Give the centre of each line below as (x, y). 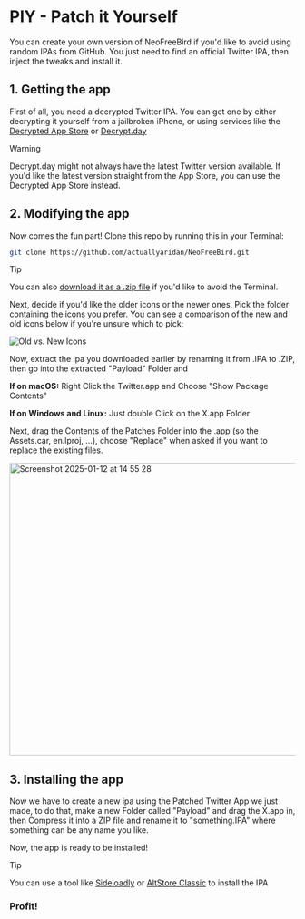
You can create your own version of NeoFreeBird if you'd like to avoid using (151, 42)
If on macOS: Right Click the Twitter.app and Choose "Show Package (139, 386)
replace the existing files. (56, 450)
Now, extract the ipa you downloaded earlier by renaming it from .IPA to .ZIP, (152, 359)
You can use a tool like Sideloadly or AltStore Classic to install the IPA (139, 883)
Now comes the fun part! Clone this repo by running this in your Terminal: (147, 235)
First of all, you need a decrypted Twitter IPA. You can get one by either (143, 112)
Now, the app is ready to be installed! (79, 848)
